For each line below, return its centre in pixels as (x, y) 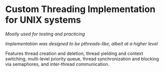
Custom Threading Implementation (80, 9)
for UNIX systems (43, 20)
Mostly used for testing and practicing (45, 34)
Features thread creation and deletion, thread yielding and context (74, 53)
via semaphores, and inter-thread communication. (57, 64)
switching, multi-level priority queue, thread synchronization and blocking (82, 58)
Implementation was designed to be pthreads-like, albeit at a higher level (81, 43)
